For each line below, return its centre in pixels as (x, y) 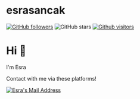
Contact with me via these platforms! (51, 78)
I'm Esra (16, 67)
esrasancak (36, 10)
